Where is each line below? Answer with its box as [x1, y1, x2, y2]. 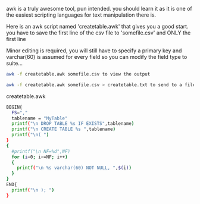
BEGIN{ [6, 104, 23, 110]
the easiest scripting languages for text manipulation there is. [6, 11, 157, 18]
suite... [6, 59, 23, 67]
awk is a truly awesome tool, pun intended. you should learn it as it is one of [6, 5, 192, 12]
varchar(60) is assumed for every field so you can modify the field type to [6, 54, 187, 60]
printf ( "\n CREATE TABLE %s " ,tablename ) [11, 126, 116, 133]
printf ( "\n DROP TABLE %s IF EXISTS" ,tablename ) [11, 121, 135, 127]
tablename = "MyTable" [11, 115, 68, 121]
